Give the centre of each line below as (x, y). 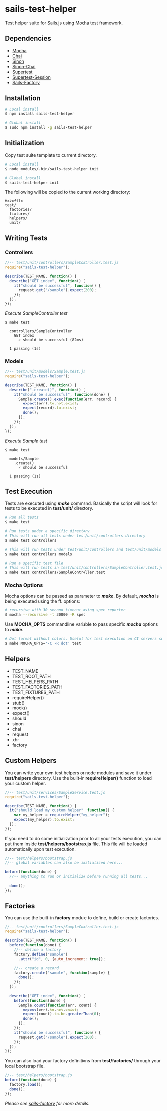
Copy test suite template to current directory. (51, 155)
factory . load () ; (26, 1085)
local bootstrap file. (25, 1066)
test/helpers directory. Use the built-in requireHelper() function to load (79, 778)
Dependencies (28, 39)
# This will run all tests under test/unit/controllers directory (75, 536)
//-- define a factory (38, 950)
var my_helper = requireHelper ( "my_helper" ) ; (62, 815)
